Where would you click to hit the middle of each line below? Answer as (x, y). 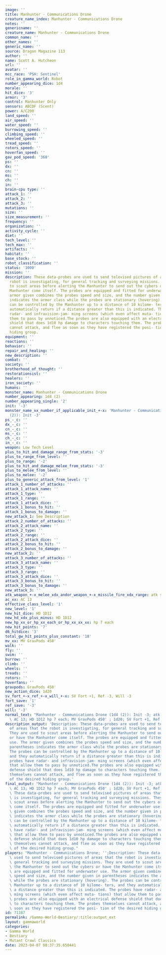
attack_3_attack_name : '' (32, 562)
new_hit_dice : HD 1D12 (28, 613)
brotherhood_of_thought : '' (34, 369)
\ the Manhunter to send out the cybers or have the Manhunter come (82, 867)
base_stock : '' (21, 259)
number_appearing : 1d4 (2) (33, 397)
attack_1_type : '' (24, 494)
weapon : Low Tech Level (30, 448)
